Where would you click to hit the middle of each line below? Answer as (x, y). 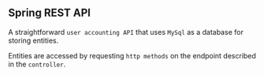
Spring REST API (49, 13)
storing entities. (33, 40)
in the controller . (37, 64)
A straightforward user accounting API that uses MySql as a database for (126, 32)
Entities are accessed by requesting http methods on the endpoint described (132, 55)
